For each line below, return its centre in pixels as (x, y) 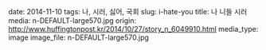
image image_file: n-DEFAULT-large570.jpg (79, 37)
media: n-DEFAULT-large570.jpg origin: (72, 21)
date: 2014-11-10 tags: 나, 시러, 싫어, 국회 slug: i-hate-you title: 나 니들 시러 (128, 12)
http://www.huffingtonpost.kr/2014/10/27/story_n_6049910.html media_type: (133, 29)
